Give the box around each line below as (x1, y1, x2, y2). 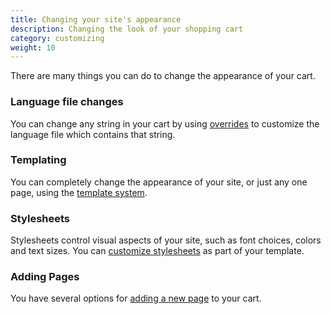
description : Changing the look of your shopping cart (10, 24, 244, 34)
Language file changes (10, 95, 124, 109)
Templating (10, 153, 67, 167)
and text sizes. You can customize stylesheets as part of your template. (10, 245, 305, 257)
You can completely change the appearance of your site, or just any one (10, 176, 308, 188)
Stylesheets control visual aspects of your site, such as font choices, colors (10, 234, 322, 246)
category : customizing (10, 33, 105, 43)
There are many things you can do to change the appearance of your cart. (10, 70, 316, 82)
